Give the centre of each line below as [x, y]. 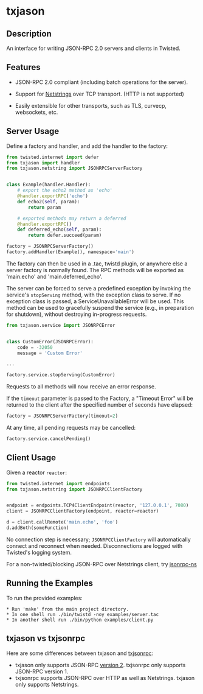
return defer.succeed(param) [65, 236]
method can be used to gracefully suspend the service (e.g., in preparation [100, 307]
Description [29, 34]
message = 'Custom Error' [50, 353]
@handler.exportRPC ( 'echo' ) [53, 196]
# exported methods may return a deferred [72, 218]
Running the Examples [50, 584]
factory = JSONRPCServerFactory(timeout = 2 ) [62, 416]
